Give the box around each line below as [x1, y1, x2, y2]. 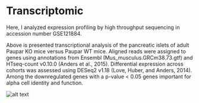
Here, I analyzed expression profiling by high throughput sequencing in [6, 24, 180, 31]
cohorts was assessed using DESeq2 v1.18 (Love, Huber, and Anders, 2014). [6, 66, 192, 73]
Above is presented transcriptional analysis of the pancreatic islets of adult [6, 41, 189, 49]
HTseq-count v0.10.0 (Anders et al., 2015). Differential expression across [6, 60, 184, 67]
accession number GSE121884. [6, 30, 82, 37]
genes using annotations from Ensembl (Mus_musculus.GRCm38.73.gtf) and [6, 54, 193, 61]
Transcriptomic [6, 4, 84, 18]
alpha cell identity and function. [6, 79, 83, 86]
